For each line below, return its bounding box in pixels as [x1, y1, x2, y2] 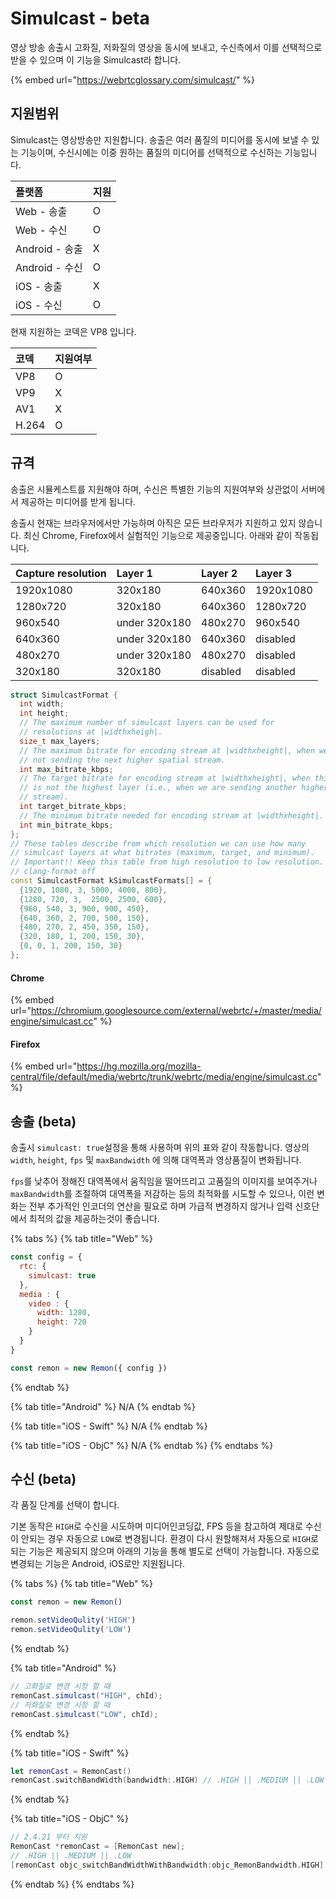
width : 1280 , [36, 1308, 92, 1318]
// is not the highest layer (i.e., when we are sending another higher [19, 783, 329, 793]
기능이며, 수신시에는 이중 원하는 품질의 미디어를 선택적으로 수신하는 [20, 146, 283, 158]
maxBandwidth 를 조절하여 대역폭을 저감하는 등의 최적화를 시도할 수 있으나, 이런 [10, 1188, 315, 1200]
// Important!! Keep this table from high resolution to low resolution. [10, 857, 325, 867]
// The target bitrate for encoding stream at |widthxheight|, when [19, 773, 311, 784]
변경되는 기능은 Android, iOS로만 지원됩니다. [10, 1558, 186, 1570]
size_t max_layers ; [19, 736, 101, 746]
